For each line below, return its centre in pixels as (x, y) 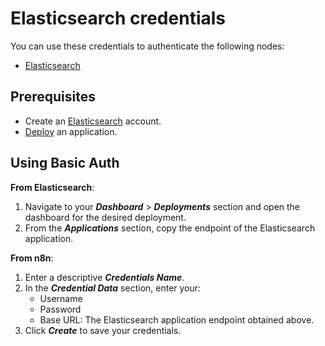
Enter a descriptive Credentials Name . (104, 277)
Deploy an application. (71, 131)
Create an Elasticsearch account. (93, 121)
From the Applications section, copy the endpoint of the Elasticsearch (170, 228)
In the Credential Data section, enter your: (113, 288)
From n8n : (32, 258)
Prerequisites (53, 97)
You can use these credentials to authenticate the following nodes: (147, 46)
